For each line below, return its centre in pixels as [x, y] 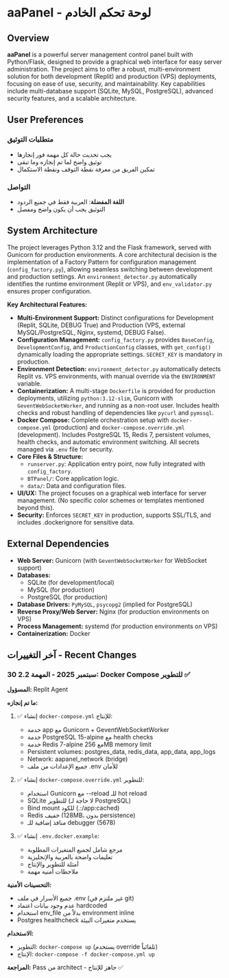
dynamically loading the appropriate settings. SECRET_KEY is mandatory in [120, 354]
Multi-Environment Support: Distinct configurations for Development [115, 318]
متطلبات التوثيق [30, 140]
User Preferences [45, 120]
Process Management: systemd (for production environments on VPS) [117, 626]
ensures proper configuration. [49, 291]
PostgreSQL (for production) [68, 597]
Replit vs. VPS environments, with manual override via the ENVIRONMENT [116, 376]
